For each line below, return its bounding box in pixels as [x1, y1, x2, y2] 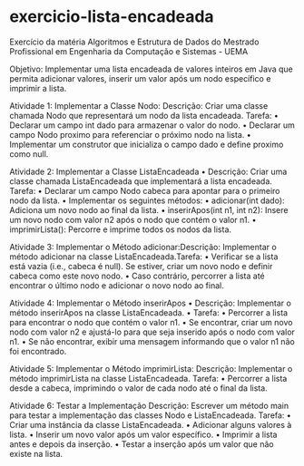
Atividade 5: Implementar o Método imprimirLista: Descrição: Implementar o [9, 363, 293, 374]
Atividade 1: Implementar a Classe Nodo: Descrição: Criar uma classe [9, 100, 269, 111]
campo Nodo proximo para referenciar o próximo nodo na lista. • [9, 129, 251, 140]
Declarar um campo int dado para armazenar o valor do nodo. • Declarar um [9, 120, 295, 131]
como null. [9, 148, 49, 160]
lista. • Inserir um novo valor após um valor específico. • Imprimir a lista [9, 429, 278, 440]
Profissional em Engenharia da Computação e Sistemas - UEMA [9, 45, 249, 56]
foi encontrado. [9, 345, 67, 356]
